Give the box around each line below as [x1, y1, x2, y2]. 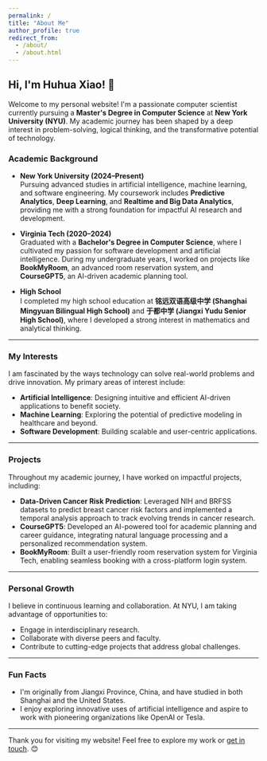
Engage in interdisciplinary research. [19, 625, 141, 634]
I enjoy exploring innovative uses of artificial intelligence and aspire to [19, 704, 249, 714]
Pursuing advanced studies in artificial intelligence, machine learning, [19, 180, 248, 190]
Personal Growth [8, 583, 75, 594]
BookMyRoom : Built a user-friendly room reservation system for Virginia [19, 547, 257, 556]
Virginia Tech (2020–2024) [19, 229, 112, 239]
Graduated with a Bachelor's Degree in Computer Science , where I [19, 237, 242, 247]
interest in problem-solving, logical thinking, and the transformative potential [8, 124, 259, 134]
